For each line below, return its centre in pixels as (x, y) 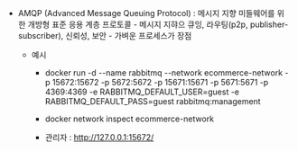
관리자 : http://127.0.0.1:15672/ (99, 137)
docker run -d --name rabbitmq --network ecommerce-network (163, 73)
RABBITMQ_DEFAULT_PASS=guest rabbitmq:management (153, 101)
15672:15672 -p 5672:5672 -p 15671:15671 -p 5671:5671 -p (160, 82)
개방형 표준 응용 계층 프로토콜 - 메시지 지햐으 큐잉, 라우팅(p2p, (138, 24)
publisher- (269, 24)
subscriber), (41, 36)
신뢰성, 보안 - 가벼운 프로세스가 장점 (129, 36)
